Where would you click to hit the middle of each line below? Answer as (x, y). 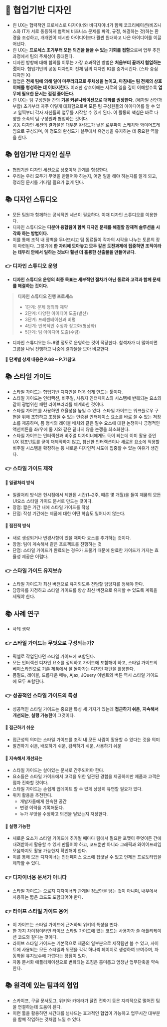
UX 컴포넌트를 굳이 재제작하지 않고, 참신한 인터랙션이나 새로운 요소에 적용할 (86, 442)
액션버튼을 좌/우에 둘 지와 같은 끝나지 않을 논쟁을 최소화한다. (71, 429)
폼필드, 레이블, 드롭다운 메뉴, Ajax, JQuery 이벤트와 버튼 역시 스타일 (79, 675)
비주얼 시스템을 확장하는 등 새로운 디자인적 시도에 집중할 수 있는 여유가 (81, 448)
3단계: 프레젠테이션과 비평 (50, 319)
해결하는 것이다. (33, 285)
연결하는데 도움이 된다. (40, 1007)
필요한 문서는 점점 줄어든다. (48, 93)
